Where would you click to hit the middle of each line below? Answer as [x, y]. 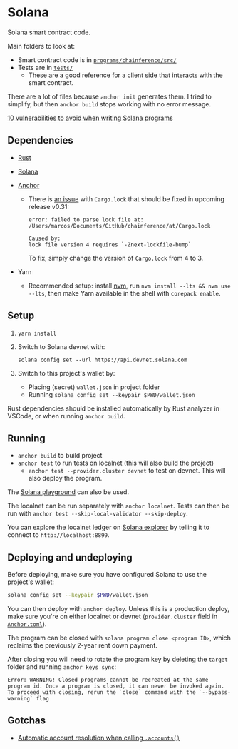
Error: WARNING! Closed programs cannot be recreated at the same [108, 680]
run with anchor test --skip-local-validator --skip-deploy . [98, 513]
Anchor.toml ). [27, 624]
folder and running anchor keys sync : [62, 667]
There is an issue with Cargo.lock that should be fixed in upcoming [126, 199]
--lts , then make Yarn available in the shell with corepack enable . [124, 293]
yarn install [37, 333]
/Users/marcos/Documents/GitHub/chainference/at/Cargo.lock [119, 226]
